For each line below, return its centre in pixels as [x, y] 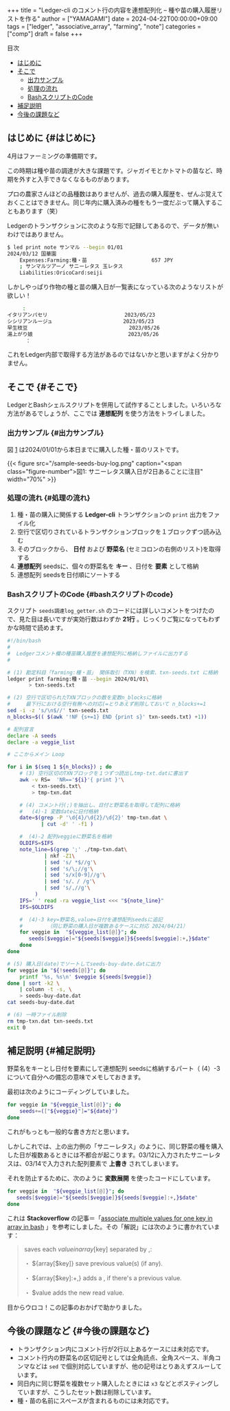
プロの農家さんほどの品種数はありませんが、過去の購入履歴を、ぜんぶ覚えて [115, 194]
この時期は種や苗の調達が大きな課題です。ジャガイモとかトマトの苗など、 [112, 170]
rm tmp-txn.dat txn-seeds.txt [50, 1021]
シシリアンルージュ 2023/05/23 [81, 321]
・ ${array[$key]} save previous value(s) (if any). [93, 1263]
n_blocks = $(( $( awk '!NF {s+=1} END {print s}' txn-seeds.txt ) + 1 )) [107, 717]
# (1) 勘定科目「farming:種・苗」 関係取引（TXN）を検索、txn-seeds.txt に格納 [113, 672]
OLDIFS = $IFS [36, 843]
